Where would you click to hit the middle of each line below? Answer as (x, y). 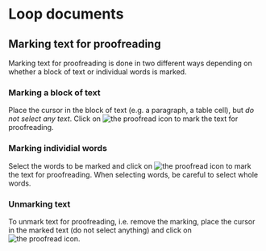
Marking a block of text (54, 92)
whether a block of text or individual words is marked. (98, 72)
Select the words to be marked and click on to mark (130, 165)
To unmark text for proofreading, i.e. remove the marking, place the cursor (132, 221)
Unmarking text (39, 204)
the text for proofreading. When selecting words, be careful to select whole (133, 174)
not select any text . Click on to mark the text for (123, 119)
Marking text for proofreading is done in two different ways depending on (130, 63)
